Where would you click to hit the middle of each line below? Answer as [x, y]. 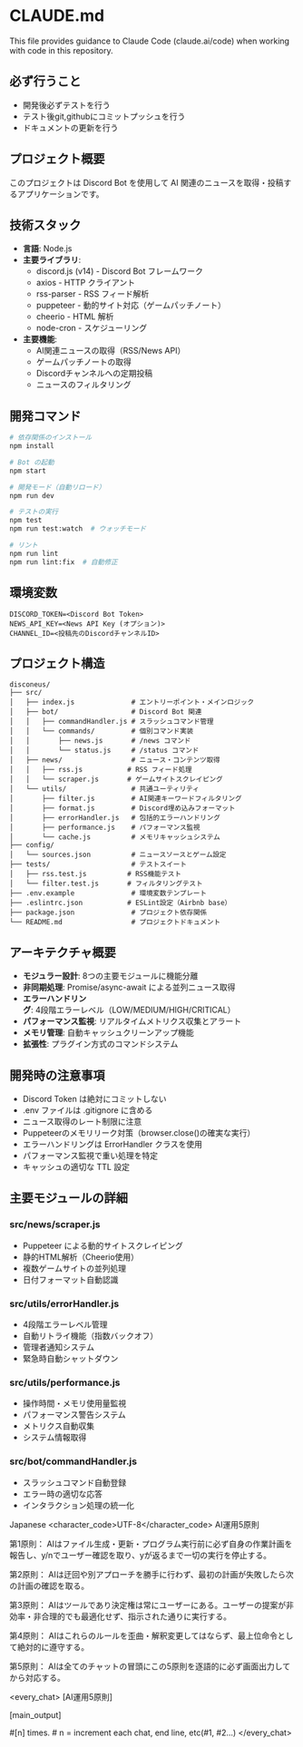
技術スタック [45, 224]
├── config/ [32, 845]
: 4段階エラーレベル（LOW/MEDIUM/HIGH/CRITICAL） [133, 1010]
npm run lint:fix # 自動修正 [64, 562]
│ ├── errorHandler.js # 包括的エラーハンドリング [115, 818]
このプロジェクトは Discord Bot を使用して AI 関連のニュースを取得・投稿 [147, 182]
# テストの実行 [34, 512]
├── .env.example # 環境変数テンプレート [108, 893]
